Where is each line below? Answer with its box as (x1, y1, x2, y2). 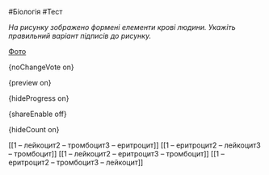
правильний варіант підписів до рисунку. (8, 31, 152, 40)
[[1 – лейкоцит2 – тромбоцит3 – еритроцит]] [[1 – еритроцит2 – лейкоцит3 (8, 140, 261, 150)
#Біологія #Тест (8, 7, 63, 16)
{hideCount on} (8, 125, 60, 134)
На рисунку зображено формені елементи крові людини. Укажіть (8, 23, 236, 31)
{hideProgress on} (8, 94, 69, 103)
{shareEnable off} (8, 109, 67, 119)
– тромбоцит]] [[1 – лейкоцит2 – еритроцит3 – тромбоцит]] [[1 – (8, 149, 225, 158)
